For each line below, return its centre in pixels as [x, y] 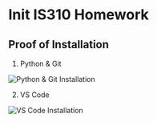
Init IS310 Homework [79, 15]
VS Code [34, 95]
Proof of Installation [59, 45]
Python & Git [40, 63]
